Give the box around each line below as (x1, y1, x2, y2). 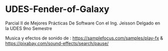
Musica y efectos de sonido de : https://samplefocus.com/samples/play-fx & (5, 35, 163, 41)
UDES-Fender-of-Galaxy (5, 3, 109, 15)
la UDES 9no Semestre (5, 25, 53, 31)
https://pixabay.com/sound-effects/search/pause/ (5, 40, 109, 46)
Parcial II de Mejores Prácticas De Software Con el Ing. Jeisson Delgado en (5, 20, 160, 26)
